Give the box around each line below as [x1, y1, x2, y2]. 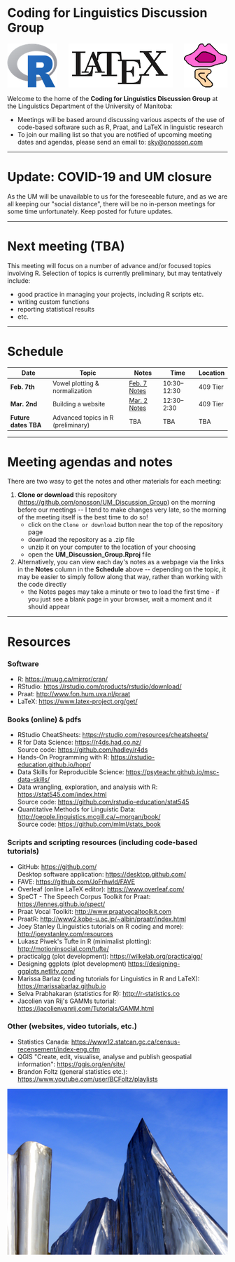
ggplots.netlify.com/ [17, 967, 76, 975]
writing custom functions [17, 297, 90, 306]
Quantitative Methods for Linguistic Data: [17, 805, 136, 813]
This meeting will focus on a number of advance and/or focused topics [7, 261, 211, 270]
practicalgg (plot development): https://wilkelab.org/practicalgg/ [17, 952, 203, 960]
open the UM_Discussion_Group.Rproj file [27, 550, 152, 559]
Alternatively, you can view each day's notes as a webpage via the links [17, 558, 225, 566]
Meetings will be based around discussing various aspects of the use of [17, 115, 225, 124]
